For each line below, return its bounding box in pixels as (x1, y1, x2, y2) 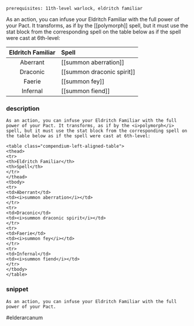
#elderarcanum (6, 314, 43, 321)
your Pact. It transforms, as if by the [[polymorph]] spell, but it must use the (6, 22, 189, 29)
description (6, 104, 40, 113)
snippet (6, 285, 29, 293)
